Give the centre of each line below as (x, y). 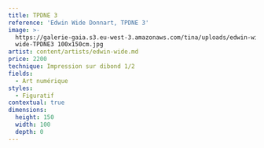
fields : (21, 74)
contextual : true (37, 103)
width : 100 (33, 125)
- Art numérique (42, 81)
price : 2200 (27, 60)
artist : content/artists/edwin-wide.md (73, 52)
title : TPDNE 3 (33, 15)
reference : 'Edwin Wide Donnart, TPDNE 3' (79, 23)
